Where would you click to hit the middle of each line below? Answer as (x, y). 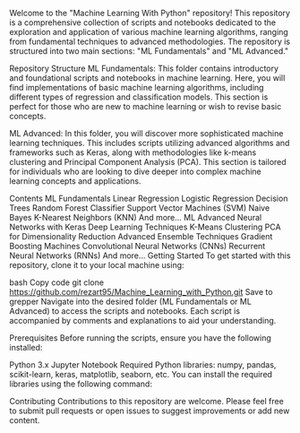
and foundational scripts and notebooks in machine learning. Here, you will (147, 78)
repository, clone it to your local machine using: (97, 265)
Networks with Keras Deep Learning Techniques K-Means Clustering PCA (145, 227)
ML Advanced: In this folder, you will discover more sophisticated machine (146, 133)
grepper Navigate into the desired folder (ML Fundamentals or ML (131, 301)
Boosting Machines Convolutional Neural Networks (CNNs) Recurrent (137, 246)
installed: (26, 347)
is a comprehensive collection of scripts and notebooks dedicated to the (142, 22)
